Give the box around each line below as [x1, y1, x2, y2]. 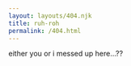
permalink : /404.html [8, 27, 82, 35]
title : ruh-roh [8, 19, 60, 27]
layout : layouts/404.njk [8, 11, 92, 20]
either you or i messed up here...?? [8, 49, 124, 59]
